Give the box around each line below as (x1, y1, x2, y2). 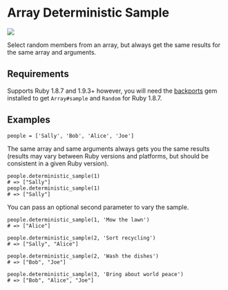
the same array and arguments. (7, 48, 97, 56)
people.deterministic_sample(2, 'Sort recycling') (7, 234, 156, 242)
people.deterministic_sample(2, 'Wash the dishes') (7, 253, 159, 260)
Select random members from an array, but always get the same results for (7, 40, 221, 49)
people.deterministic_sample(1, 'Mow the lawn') (7, 216, 150, 223)
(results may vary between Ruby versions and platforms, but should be (7, 152, 209, 160)
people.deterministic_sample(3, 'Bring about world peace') (7, 271, 184, 278)
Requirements (7, 68, 69, 80)
